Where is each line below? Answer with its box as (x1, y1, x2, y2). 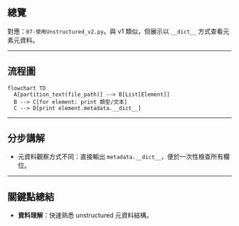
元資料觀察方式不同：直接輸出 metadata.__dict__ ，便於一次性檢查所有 (17, 152, 224, 161)
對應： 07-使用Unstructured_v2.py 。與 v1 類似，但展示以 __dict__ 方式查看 (7, 27, 223, 36)
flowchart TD (7, 85, 46, 92)
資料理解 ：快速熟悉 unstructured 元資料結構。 (17, 211, 153, 220)
